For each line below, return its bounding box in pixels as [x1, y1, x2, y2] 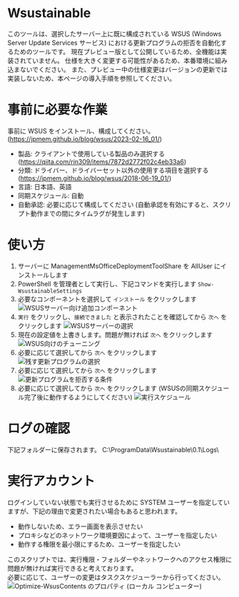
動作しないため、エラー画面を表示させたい [17, 522, 143, 531]
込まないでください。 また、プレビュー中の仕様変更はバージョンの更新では [7, 65, 228, 73]
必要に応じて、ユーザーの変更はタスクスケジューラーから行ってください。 [7, 573, 225, 581]
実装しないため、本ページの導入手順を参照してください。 [7, 73, 176, 83]
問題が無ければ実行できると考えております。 [7, 563, 138, 572]
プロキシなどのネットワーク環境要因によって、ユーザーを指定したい [17, 531, 218, 539]
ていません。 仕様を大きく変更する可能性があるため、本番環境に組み [26, 56, 228, 65]
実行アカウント [7, 473, 96, 489]
